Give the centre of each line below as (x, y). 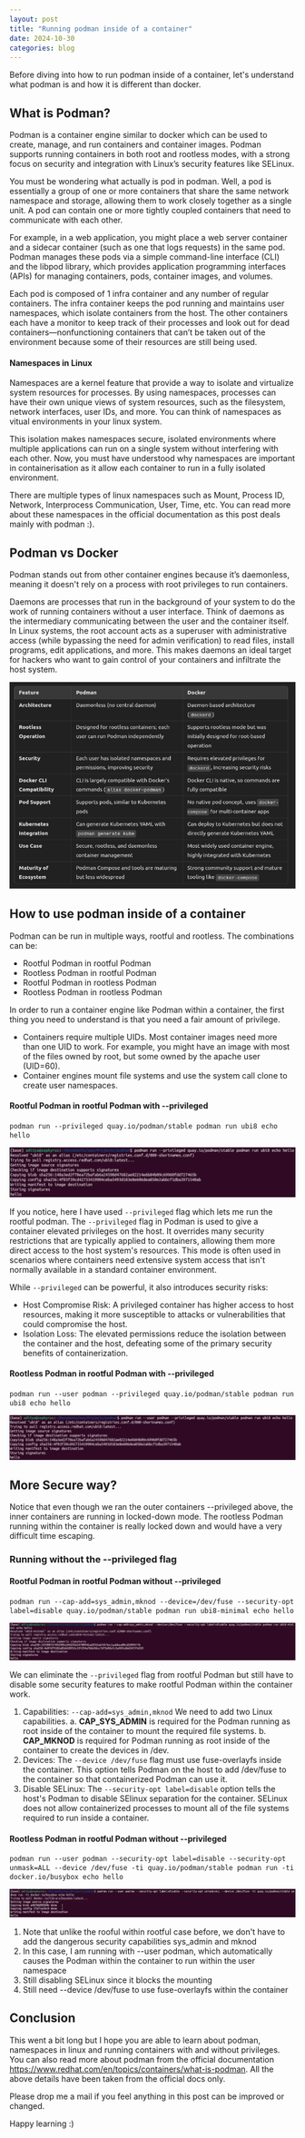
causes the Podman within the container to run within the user (139, 1960)
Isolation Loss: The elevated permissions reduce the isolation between (154, 1334)
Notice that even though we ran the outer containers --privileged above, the (151, 1507)
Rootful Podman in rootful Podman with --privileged (109, 1106)
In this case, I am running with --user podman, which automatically (148, 1951)
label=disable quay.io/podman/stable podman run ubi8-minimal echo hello (152, 1611)
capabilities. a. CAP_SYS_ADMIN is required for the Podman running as (156, 1721)
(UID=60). (41, 1066)
